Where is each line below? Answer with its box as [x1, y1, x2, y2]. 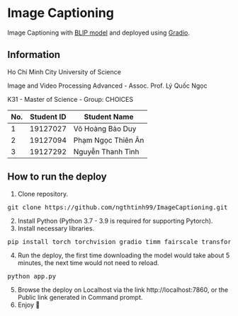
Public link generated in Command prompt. [17, 293, 143, 301]
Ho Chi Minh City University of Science [7, 67, 122, 76]
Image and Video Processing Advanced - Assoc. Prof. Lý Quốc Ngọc [7, 81, 208, 90]
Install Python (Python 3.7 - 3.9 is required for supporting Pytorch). [17, 216, 213, 225]
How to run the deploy [7, 171, 108, 183]
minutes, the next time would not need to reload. [17, 258, 159, 267]
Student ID [29, 112, 67, 122]
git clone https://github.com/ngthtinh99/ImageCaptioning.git [7, 203, 228, 211]
